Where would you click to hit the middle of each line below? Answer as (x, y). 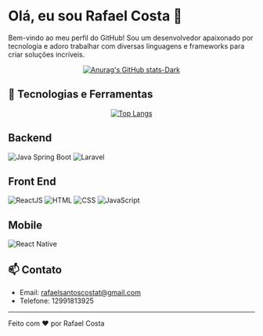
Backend (30, 138)
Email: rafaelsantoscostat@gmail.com (80, 292)
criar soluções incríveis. (47, 54)
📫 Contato (35, 270)
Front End (32, 181)
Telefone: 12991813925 (56, 301)
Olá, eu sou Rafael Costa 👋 (95, 16)
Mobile (25, 225)
